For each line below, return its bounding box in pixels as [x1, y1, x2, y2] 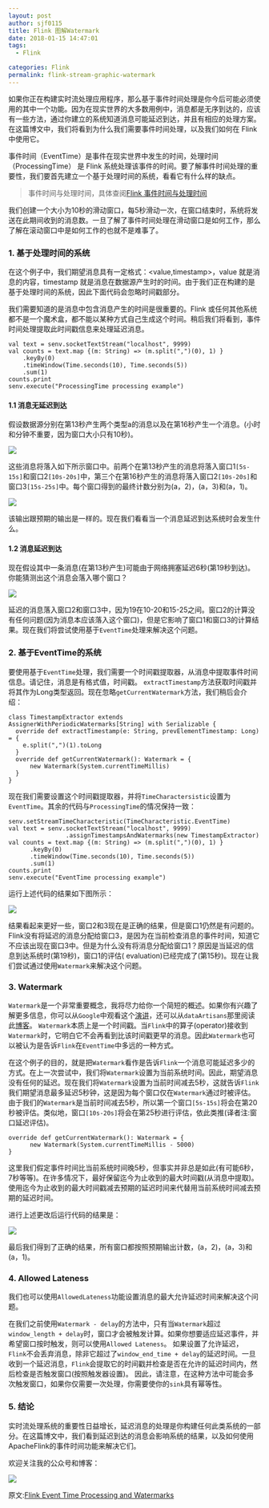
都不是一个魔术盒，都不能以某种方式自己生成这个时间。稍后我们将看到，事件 [8, 314, 261, 324]
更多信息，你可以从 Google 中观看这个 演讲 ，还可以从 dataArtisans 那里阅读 [14, 1011, 255, 1020]
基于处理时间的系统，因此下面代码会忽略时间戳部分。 [8, 287, 184, 297]
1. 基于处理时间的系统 [8, 247, 90, 258]
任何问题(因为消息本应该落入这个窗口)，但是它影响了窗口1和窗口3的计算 [14, 615, 252, 625]
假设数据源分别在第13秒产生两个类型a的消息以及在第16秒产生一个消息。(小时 [8, 420, 261, 429]
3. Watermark [8, 981, 62, 992]
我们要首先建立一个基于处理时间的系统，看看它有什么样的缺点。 [29, 171, 240, 180]
